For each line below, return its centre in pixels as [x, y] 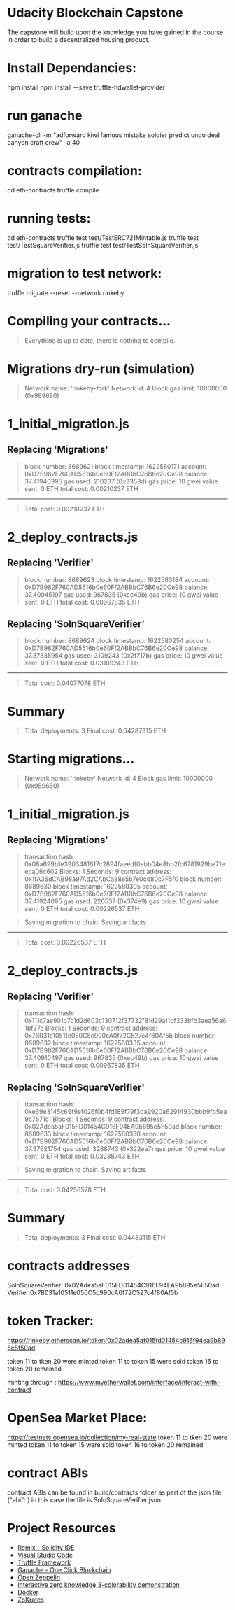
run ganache [45, 116]
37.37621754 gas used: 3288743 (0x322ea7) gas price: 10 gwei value [124, 1149]
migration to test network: [85, 273]
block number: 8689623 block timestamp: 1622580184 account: [117, 579]
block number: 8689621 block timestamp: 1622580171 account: [115, 466]
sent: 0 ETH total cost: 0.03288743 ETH [82, 1156]
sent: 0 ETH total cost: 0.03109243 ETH [81, 663]
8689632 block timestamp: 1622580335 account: [96, 1043]
